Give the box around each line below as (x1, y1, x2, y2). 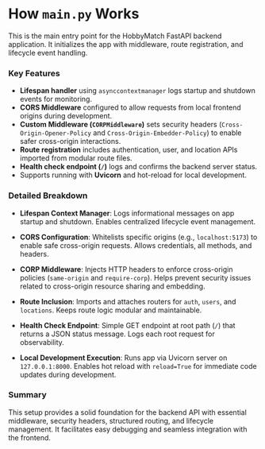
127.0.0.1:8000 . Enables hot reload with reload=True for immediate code (19, 361, 257, 370)
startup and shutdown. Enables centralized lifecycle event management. (19, 216, 256, 226)
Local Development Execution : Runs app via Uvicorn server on (19, 353, 228, 362)
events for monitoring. (19, 95, 93, 104)
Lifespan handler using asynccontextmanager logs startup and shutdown (19, 86, 256, 95)
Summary (8, 389, 48, 401)
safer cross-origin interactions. (19, 137, 121, 146)
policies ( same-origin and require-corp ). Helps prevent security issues (19, 273, 252, 282)
